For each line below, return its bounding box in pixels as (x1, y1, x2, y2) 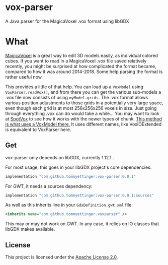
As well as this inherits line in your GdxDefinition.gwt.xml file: (5, 202, 133, 208)
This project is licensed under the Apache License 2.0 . (5, 254, 118, 260)
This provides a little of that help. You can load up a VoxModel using (5, 84, 143, 90)
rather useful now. (5, 74, 43, 80)
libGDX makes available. (5, 226, 55, 232)
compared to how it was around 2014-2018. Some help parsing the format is (5, 69, 163, 75)
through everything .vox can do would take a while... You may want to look (5, 110, 159, 116)
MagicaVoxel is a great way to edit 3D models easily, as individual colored (5, 52, 158, 58)
